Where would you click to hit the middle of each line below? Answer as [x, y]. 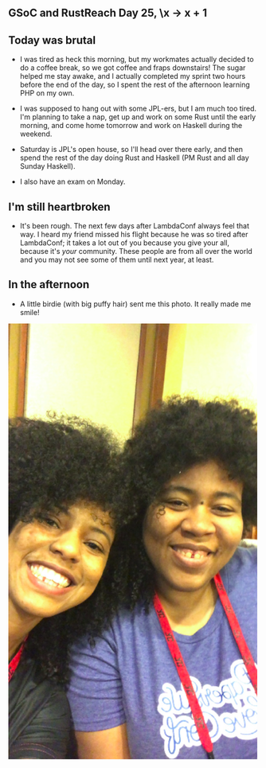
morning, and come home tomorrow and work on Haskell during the [131, 126]
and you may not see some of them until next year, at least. [117, 260]
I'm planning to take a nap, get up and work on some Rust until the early [138, 117]
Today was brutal [52, 40]
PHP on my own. [47, 93]
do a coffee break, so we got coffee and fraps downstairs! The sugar [133, 68]
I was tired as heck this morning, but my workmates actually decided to [137, 60]
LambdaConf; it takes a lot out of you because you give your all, [124, 243]
